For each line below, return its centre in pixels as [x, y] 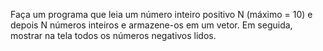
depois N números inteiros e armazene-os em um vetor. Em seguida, [151, 25]
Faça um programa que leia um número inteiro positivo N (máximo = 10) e [161, 14]
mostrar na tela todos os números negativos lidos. [113, 35]
